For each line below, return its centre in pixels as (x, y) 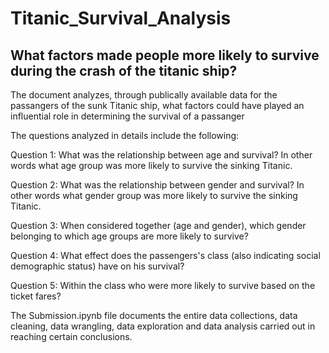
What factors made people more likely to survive (165, 55)
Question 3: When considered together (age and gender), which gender (158, 225)
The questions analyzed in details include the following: (125, 135)
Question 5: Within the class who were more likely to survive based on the (163, 285)
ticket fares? (36, 296)
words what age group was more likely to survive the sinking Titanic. (151, 165)
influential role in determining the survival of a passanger (127, 116)
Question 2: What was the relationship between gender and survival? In (157, 185)
